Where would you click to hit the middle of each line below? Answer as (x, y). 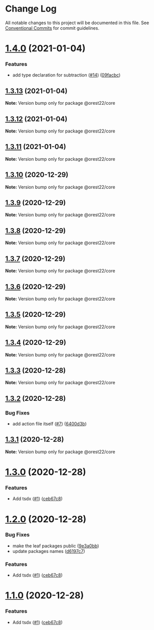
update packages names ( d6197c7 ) (49, 551)
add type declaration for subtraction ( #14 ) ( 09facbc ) (66, 75)
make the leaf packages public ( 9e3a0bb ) (56, 546)
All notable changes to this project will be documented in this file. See (77, 23)
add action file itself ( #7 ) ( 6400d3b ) (49, 424)
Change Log (31, 9)
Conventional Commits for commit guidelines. (52, 28)
